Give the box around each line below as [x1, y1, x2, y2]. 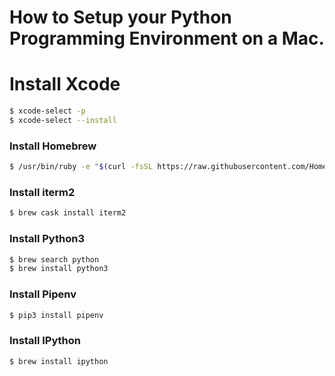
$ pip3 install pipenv [9, 310, 104, 320]
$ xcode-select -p [9, 106, 86, 116]
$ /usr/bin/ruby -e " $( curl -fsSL [9, 162, 154, 172]
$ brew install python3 [9, 264, 109, 274]
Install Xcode [9, 73, 121, 96]
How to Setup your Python [9, 6, 232, 29]
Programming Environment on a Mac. [9, 27, 325, 50]
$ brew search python [9, 254, 100, 265]
